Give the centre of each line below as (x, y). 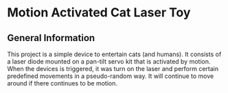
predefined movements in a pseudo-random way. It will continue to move (111, 76)
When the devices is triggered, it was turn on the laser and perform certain (113, 69)
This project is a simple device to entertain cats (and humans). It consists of (114, 54)
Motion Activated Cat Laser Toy (99, 13)
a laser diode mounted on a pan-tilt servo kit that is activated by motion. (109, 62)
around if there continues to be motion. (62, 83)
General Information (51, 38)
